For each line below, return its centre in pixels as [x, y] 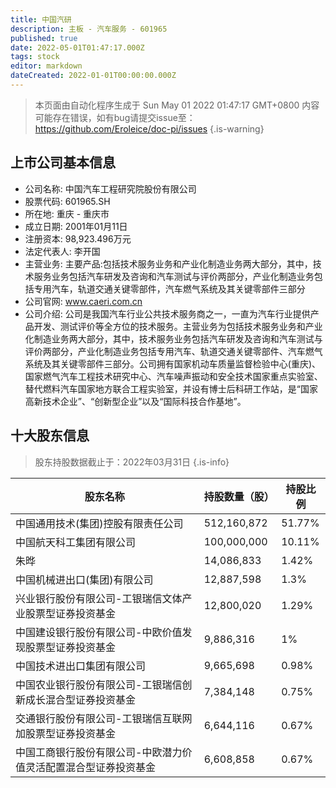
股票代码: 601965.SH [67, 201]
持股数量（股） [239, 496]
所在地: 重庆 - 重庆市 [67, 213]
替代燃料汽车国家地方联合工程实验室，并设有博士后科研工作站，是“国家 [171, 388]
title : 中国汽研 [41, 19]
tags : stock [35, 57]
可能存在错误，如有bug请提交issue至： [115, 117]
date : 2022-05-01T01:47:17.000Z [77, 47]
